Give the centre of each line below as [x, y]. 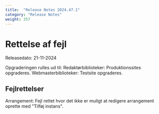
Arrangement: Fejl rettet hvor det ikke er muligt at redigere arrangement [80, 101]
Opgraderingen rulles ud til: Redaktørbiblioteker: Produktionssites [73, 68]
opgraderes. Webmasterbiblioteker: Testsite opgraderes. [64, 73]
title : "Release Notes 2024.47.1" [43, 10]
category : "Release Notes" [34, 15]
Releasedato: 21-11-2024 [31, 58]
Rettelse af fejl [36, 44]
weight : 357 [18, 19]
